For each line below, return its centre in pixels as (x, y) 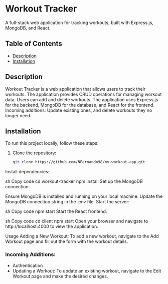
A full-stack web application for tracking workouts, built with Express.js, (79, 23)
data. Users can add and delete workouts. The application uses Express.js (82, 99)
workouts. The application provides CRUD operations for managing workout (83, 94)
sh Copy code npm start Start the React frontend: (56, 211)
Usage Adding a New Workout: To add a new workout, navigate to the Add (82, 236)
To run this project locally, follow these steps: (52, 143)
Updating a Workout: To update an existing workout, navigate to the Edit (87, 270)
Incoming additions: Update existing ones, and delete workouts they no (79, 110)
